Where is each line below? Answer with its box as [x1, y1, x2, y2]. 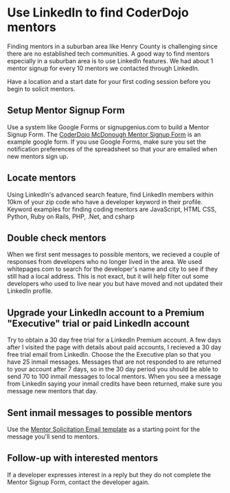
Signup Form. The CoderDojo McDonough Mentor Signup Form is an [7, 130, 201, 138]
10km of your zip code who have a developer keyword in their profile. [7, 197, 203, 206]
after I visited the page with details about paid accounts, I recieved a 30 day [7, 343, 222, 351]
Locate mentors [7, 172, 76, 184]
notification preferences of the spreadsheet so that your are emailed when [7, 144, 218, 153]
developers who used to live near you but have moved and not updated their [7, 280, 223, 288]
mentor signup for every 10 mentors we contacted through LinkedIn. [7, 64, 200, 72]
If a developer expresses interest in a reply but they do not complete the [7, 470, 211, 479]
